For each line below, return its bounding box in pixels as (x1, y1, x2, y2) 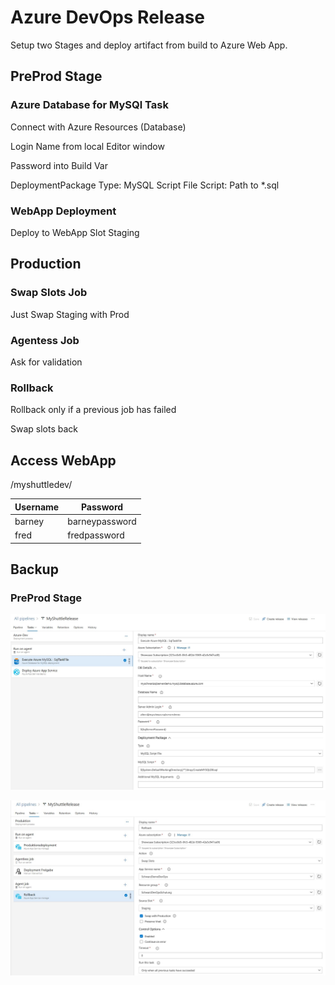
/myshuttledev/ (10, 479, 73, 491)
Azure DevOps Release (10, 6, 206, 29)
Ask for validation (10, 356, 83, 368)
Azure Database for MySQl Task (10, 98, 169, 112)
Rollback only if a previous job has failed (10, 404, 177, 416)
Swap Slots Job (10, 286, 88, 300)
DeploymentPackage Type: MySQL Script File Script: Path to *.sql (10, 179, 280, 191)
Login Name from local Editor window (10, 140, 165, 152)
